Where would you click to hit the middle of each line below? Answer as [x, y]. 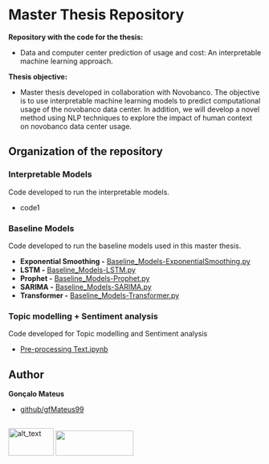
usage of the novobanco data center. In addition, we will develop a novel [140, 109]
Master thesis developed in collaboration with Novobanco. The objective [140, 92]
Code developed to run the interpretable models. [89, 192]
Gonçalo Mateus [37, 394]
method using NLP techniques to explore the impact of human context [136, 117]
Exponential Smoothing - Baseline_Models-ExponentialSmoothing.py [135, 261]
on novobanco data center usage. [76, 126]
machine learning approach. [67, 61]
